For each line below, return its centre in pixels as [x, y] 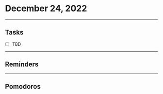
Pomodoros [23, 86]
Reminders [22, 65]
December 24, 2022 [46, 9]
